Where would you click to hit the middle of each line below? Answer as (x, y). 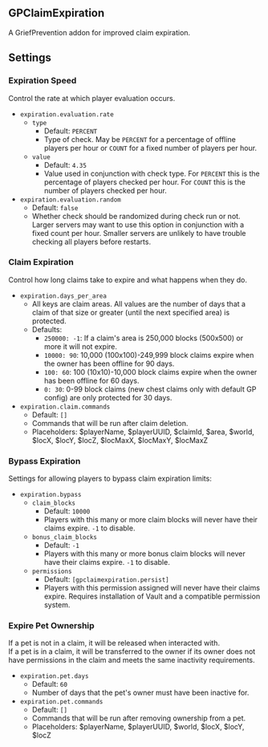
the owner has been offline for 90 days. (109, 363)
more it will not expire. (81, 346)
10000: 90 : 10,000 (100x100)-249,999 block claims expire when (149, 355)
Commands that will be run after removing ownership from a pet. (139, 718)
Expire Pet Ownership (51, 626)
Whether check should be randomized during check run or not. (136, 216)
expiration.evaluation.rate (67, 114)
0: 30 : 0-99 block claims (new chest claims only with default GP (150, 389)
